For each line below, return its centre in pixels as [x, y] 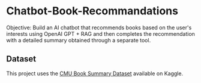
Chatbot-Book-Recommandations [92, 11]
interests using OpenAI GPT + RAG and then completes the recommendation [100, 33]
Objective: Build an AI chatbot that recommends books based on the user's [99, 27]
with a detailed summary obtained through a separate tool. [79, 40]
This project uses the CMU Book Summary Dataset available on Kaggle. [95, 73]
